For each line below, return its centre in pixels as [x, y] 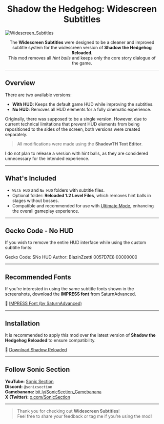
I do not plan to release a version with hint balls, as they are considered [77, 153]
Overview [20, 83]
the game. [82, 63]
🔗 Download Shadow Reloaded [36, 350]
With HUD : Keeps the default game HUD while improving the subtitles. [83, 104]
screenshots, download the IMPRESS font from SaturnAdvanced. [71, 294]
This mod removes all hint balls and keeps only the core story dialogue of [82, 58]
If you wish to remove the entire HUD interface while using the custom [76, 242]
